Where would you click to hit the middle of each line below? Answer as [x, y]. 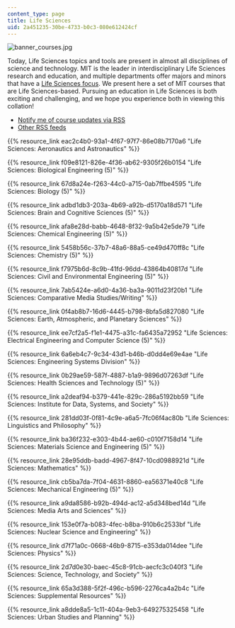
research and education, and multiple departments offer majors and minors [117, 76]
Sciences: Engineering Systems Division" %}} [74, 362]
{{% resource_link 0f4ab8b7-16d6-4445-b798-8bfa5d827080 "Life [106, 312]
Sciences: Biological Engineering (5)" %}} [68, 170]
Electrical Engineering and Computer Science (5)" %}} [87, 341]
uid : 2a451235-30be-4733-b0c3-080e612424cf [73, 27]
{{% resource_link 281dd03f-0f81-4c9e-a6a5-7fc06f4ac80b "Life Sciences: [118, 418]
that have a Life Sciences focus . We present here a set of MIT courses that [116, 84]
